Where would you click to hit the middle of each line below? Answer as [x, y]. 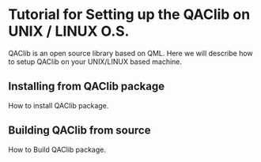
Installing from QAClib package [87, 87]
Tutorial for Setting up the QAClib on [129, 15]
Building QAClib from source [79, 131]
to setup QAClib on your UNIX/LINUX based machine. [95, 62]
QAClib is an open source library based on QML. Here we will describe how [130, 53]
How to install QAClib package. [59, 105]
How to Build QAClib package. [57, 149]
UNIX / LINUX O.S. [69, 31]
